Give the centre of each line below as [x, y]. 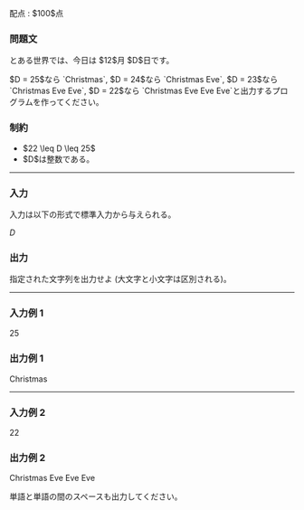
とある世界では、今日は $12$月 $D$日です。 [92, 61]
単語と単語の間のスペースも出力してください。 [96, 496]
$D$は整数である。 [58, 159]
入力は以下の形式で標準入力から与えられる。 [93, 214]
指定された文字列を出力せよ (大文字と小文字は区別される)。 [121, 279]
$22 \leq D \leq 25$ [59, 148]
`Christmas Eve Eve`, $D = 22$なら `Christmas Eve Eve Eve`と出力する [141, 91]
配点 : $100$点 [37, 13]
